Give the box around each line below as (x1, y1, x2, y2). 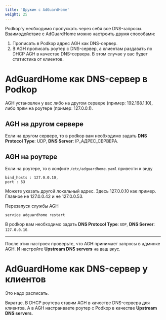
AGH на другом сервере (5, 120, 84, 128)
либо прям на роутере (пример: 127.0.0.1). (5, 105, 93, 111)
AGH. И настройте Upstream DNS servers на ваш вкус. (5, 246, 121, 252)
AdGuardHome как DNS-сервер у (5, 263, 148, 274)
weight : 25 (5, 12, 28, 17)
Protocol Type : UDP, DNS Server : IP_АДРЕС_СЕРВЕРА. (5, 138, 119, 144)
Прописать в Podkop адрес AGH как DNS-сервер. (12, 40, 118, 46)
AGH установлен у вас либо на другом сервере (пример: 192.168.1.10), (5, 100, 153, 106)
